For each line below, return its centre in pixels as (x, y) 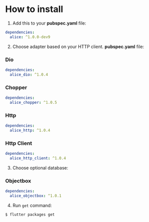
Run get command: (32, 205)
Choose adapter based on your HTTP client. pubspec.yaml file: (78, 47)
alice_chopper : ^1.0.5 (33, 102)
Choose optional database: (40, 168)
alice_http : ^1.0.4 (30, 130)
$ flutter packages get (30, 214)
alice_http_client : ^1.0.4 (38, 158)
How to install (34, 9)
